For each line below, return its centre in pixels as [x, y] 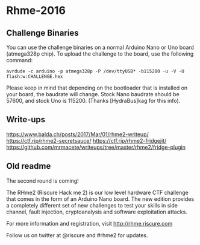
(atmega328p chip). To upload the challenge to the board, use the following [100, 54]
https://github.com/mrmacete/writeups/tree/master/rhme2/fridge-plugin [96, 147]
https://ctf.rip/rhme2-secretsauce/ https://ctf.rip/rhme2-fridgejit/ [86, 140]
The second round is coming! [43, 181]
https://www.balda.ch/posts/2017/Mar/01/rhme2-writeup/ [77, 134]
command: [20, 60]
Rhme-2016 [36, 11]
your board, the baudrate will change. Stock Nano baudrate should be [93, 94]
